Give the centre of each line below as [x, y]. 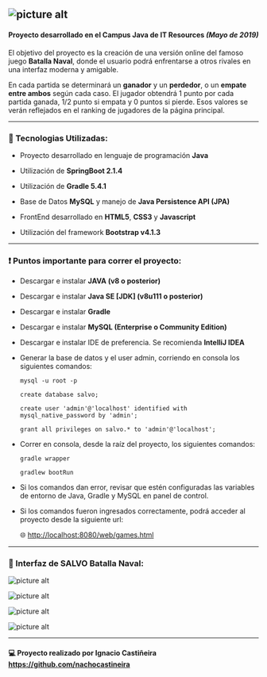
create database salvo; [59, 395]
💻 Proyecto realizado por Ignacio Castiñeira [83, 653]
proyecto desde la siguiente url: [72, 520]
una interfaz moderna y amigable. [64, 69]
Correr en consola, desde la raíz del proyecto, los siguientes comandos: [137, 444]
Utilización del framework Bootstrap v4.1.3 [90, 232]
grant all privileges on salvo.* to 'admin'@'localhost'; [118, 429]
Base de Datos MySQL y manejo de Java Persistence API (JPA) [125, 201]
